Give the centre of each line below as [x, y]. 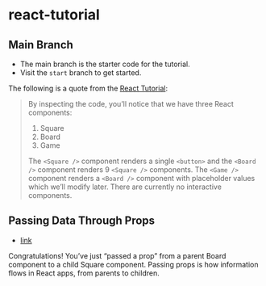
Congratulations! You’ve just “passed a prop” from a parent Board [117, 255]
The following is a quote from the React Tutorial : [88, 88]
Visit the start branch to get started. [81, 73]
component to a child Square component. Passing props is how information [133, 264]
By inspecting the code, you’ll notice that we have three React [131, 104]
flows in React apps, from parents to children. [84, 273]
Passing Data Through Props [82, 221]
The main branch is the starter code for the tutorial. [105, 64]
